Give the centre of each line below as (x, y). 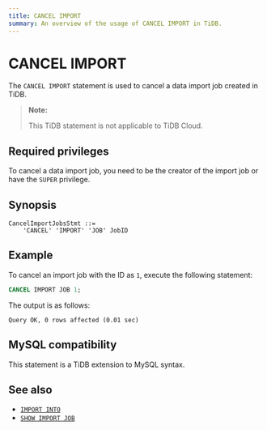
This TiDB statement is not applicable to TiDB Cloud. (116, 126)
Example (31, 255)
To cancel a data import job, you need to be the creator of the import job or (133, 171)
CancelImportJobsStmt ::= (52, 224)
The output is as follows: (49, 305)
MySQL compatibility (63, 345)
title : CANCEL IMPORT (45, 16)
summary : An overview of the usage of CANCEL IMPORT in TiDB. (115, 23)
